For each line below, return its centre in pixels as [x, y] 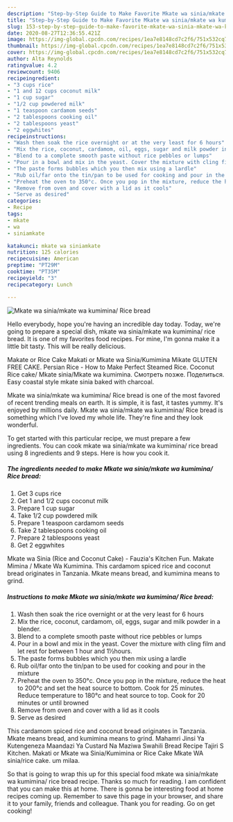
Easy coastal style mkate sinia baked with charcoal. [81, 381]
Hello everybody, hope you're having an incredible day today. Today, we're [114, 324]
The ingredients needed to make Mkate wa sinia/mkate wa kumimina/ [110, 469]
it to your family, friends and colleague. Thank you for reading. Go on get [111, 804]
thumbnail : [23, 46]
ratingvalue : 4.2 [32, 65]
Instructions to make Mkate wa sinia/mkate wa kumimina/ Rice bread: [110, 597]
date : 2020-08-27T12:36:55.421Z [54, 33]
